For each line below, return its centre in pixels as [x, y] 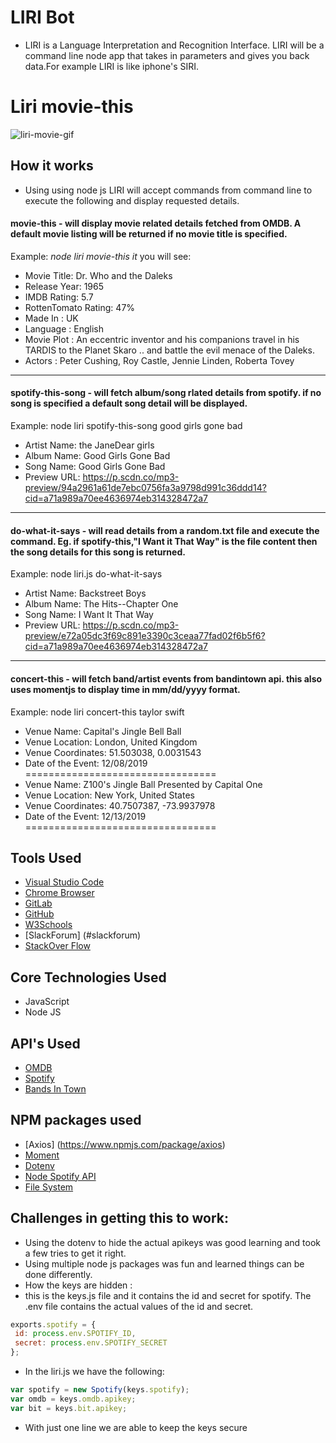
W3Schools [48, 925]
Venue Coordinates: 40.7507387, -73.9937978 [120, 805]
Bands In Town [55, 1088]
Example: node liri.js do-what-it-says [86, 574]
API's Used [45, 1043]
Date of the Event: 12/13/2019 [85, 816]
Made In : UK [51, 318]
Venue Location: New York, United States [109, 795]
